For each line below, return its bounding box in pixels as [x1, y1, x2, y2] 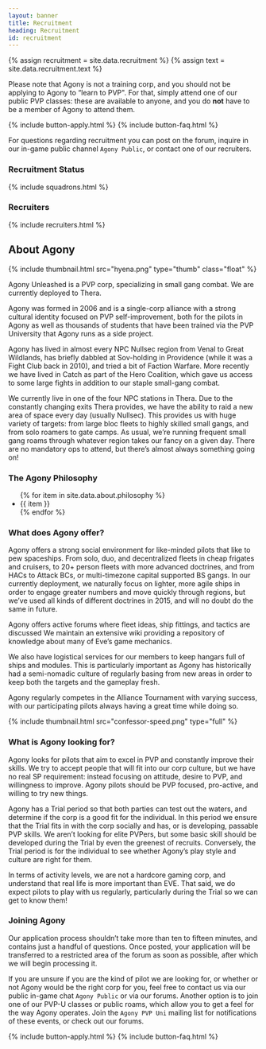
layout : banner [8, 11, 59, 20]
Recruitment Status [8, 164, 85, 175]
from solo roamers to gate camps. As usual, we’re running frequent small [8, 427, 247, 437]
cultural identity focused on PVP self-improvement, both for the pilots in [8, 312, 244, 321]
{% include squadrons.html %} [8, 182, 109, 192]
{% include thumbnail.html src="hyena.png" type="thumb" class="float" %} [8, 264, 257, 274]
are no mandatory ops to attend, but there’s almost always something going [8, 444, 256, 453]
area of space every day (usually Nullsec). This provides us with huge [8, 410, 237, 420]
